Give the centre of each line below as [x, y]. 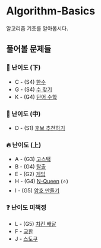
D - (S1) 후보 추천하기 [40, 128]
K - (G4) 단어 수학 [36, 96]
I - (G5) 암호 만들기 [37, 190]
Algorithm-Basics [51, 11]
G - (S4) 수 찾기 [33, 89]
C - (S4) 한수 [30, 81]
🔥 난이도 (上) [24, 145]
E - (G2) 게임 [30, 174]
